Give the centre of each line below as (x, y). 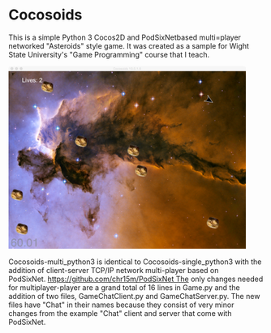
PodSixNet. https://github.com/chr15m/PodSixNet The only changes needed (136, 279)
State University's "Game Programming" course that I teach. (109, 54)
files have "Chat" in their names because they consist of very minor (121, 305)
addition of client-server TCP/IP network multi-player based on (114, 270)
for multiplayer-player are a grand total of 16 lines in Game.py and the (125, 287)
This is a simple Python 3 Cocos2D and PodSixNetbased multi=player (125, 37)
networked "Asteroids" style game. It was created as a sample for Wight (129, 45)
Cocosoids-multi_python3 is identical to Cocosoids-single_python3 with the (135, 262)
